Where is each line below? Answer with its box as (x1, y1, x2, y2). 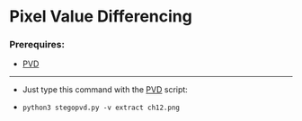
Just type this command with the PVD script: (22, 84, 189, 95)
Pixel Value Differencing (9, 6, 193, 27)
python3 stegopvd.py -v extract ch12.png (22, 103, 180, 113)
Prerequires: (9, 39, 66, 51)
